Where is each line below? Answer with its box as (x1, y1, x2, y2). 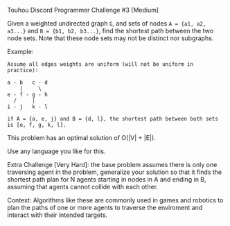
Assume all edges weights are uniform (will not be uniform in (7, 61, 194, 68)
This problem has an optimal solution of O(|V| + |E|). (7, 134, 156, 141)
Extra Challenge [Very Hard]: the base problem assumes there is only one (7, 161, 218, 168)
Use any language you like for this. (7, 147, 106, 155)
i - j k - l (7, 103, 48, 110)
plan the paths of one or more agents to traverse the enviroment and (7, 204, 203, 211)
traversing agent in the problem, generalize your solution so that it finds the (7, 168, 222, 176)
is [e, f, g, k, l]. (7, 121, 67, 128)
